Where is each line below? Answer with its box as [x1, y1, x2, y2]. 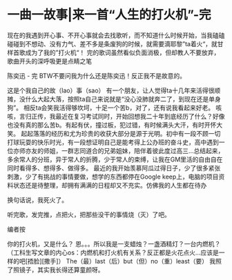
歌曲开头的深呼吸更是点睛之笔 [7, 57, 92, 65]
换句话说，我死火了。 [7, 195, 68, 204]
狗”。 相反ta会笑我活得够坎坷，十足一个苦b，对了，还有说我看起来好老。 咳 [7, 103, 222, 112]
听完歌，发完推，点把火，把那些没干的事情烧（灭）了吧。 [7, 210, 171, 219]
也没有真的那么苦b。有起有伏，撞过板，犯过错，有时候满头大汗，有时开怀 [7, 121, 217, 129]
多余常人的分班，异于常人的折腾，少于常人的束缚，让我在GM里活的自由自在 [7, 155, 223, 163]
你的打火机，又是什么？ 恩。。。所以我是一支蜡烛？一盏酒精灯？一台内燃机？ [7, 239, 221, 248]
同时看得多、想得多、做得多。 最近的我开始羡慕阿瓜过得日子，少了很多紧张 [7, 163, 221, 172]
